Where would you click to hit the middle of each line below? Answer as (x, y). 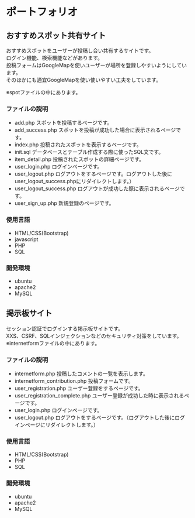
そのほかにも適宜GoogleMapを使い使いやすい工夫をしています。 (84, 80)
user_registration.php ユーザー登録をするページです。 (79, 388)
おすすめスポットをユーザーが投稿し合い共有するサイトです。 (80, 51)
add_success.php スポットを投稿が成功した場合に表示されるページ (95, 130)
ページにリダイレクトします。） (62, 425)
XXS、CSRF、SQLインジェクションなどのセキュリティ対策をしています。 (94, 336)
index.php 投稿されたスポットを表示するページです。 (78, 145)
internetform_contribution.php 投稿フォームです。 (74, 381)
